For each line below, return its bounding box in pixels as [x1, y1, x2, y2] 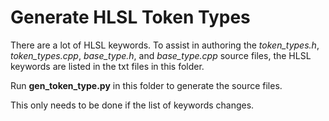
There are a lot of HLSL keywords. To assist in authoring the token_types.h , [10, 39, 320, 51]
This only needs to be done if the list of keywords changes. [10, 99, 255, 111]
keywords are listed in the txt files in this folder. [10, 60, 205, 72]
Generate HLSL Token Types [10, 6, 251, 29]
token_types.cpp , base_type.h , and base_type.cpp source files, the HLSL [10, 49, 312, 61]
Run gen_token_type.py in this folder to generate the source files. [10, 79, 283, 91]
